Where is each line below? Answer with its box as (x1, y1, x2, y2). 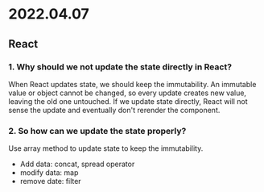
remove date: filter (19, 177, 82, 186)
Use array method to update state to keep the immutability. (8, 144, 204, 153)
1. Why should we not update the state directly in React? (8, 61, 232, 73)
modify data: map (19, 168, 79, 177)
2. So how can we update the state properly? (8, 125, 187, 136)
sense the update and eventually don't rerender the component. (8, 105, 221, 115)
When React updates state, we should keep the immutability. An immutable (8, 79, 257, 89)
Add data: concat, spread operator (19, 159, 135, 169)
